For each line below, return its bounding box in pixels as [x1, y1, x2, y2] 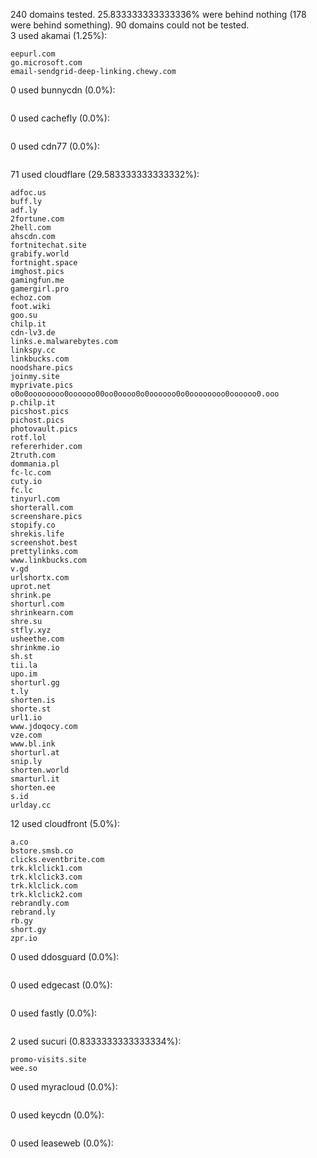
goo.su [10, 310, 38, 320]
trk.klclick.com [10, 881, 78, 891]
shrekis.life [10, 529, 65, 539]
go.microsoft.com [10, 58, 83, 68]
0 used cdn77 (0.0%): [10, 140, 100, 152]
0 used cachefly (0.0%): [10, 112, 110, 124]
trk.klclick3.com [10, 872, 83, 882]
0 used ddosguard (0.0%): [10, 951, 120, 963]
